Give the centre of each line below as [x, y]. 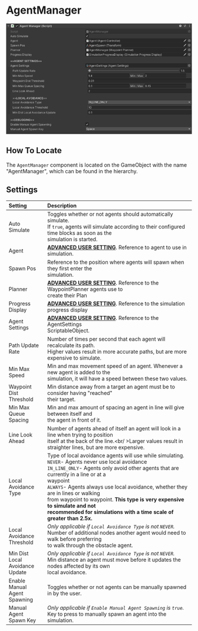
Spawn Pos [22, 268]
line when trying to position [80, 435]
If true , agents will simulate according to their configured [116, 227]
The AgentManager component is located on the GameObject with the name [97, 165]
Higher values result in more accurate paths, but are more [117, 351]
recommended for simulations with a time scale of [110, 512]
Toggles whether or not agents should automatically [110, 214]
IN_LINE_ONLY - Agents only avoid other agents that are [113, 468]
